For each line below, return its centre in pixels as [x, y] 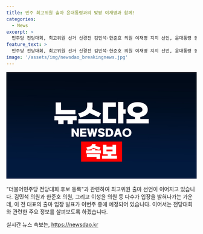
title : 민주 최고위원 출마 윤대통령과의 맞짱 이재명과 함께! [71, 13]
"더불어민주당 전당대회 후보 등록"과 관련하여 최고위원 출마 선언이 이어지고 [93, 189]
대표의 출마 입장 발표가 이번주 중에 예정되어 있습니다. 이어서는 [99, 204]
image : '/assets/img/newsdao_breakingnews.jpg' [67, 57]
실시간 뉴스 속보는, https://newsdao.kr [52, 225]
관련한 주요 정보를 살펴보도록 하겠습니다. [60, 212]
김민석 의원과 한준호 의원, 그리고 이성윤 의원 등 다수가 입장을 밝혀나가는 [98, 197]
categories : [21, 19]
